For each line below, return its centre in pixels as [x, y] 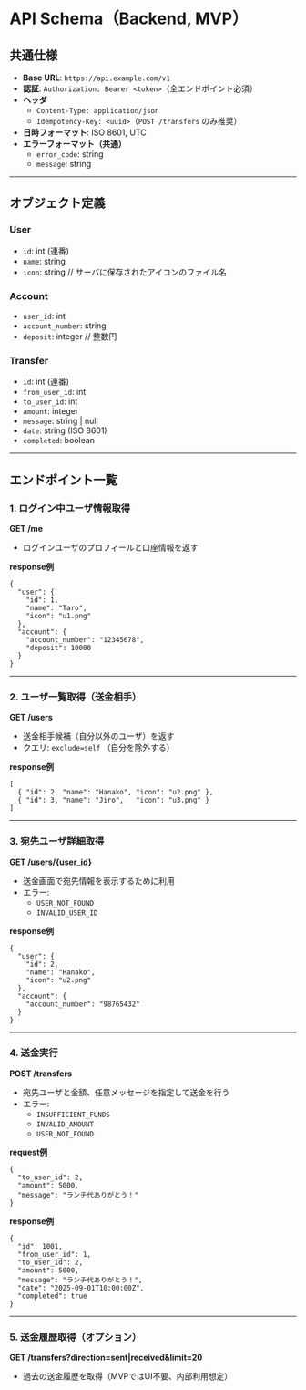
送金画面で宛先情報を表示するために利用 [98, 880]
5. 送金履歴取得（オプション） [76, 1337]
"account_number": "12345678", [85, 639]
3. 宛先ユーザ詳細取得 [57, 842]
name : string [44, 261]
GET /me [26, 528]
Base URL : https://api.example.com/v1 [97, 78]
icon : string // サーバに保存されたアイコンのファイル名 [125, 272]
